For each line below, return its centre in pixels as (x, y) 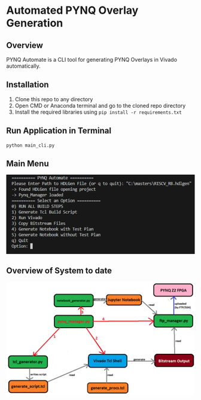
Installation (28, 85)
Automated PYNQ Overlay (72, 10)
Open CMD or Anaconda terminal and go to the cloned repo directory (100, 105)
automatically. (23, 66)
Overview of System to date (59, 271)
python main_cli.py (31, 145)
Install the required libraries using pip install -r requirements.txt (98, 112)
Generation (35, 23)
